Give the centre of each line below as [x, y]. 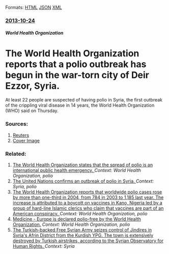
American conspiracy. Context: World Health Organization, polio [80, 214]
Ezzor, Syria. [33, 86]
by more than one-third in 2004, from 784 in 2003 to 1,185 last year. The [88, 197]
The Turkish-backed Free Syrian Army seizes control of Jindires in [82, 230]
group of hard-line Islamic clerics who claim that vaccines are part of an [88, 208]
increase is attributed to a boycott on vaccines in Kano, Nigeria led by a [88, 203]
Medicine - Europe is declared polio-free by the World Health [77, 219]
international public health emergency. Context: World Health [77, 170]
